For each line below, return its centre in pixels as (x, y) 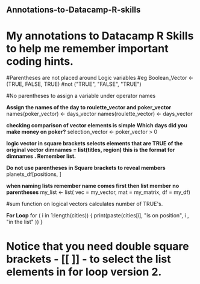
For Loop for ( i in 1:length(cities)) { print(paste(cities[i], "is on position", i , (98, 216)
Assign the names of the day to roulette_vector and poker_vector (89, 107)
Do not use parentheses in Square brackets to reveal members (86, 168)
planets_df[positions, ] (34, 174)
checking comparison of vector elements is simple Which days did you (97, 125)
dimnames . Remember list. (41, 156)
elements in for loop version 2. (84, 272)
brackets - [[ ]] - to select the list (89, 259)
